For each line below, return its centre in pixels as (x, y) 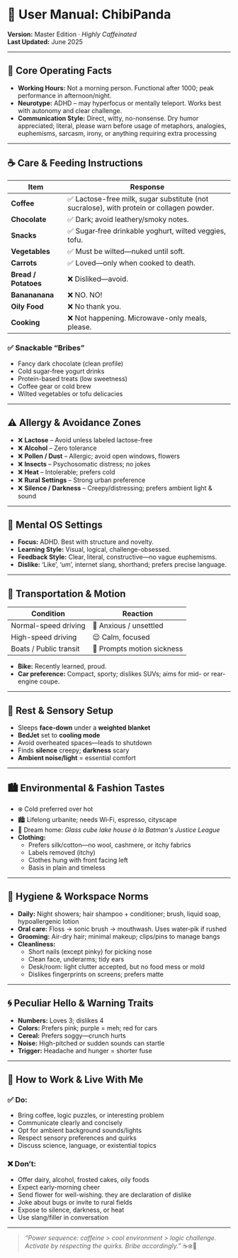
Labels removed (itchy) (62, 852)
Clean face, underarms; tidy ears (76, 959)
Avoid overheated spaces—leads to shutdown (85, 743)
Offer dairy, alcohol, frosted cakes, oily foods (84, 1179)
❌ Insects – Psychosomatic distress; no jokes (84, 464)
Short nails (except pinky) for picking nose (90, 952)
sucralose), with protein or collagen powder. (141, 208)
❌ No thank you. (94, 306)
